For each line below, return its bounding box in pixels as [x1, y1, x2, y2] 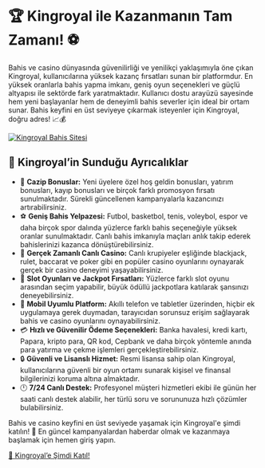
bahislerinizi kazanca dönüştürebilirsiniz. [19, 239, 154, 249]
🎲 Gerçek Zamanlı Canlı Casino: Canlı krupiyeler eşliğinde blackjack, [19, 248, 247, 258]
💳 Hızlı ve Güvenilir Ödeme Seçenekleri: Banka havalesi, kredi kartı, [19, 324, 248, 334]
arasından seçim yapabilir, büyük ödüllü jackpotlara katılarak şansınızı [19, 281, 249, 292]
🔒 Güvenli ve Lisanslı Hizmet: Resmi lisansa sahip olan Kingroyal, [19, 353, 235, 364]
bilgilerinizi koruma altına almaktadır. [19, 373, 140, 383]
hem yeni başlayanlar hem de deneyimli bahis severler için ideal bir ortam [8, 96, 250, 106]
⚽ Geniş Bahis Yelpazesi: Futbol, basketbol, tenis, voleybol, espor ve [19, 211, 248, 221]
